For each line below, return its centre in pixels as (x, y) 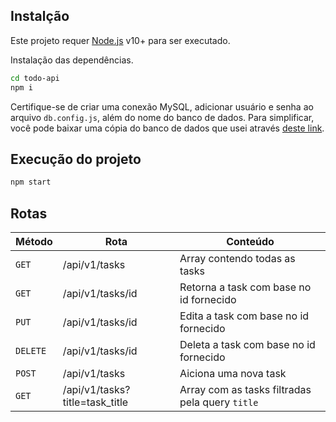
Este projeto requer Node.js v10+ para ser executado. (120, 40)
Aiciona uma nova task (233, 374)
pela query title (219, 402)
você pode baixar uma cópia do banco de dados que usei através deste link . (167, 128)
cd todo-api (35, 78)
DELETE (31, 351)
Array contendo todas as (237, 259)
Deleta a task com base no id (247, 345)
